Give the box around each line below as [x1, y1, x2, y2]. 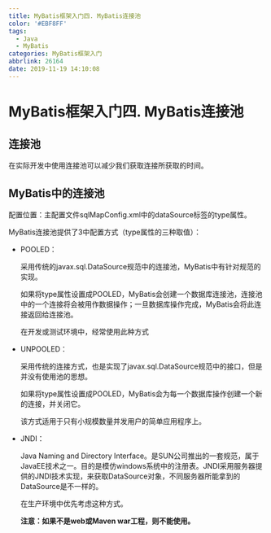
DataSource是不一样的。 [20, 481, 103, 491]
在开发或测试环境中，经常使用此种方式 [20, 326, 149, 336]
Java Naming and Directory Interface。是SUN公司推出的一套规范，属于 [20, 451, 260, 461]
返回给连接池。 [27, 309, 78, 319]
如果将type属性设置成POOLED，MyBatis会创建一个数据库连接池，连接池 [20, 289, 263, 299]
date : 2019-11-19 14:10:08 [8, 65, 100, 73]
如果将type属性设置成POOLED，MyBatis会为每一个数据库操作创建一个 [20, 388, 256, 399]
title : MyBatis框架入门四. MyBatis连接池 [8, 11, 141, 20]
